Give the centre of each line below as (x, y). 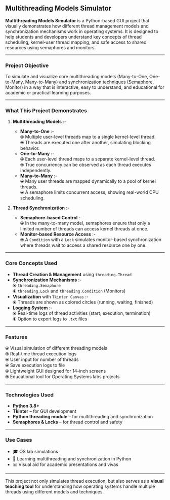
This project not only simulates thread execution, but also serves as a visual (84, 481)
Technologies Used (30, 394)
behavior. (30, 148)
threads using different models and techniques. (55, 491)
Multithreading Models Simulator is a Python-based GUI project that (77, 20)
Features (16, 337)
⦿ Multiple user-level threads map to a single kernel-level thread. (88, 137)
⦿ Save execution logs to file (35, 365)
